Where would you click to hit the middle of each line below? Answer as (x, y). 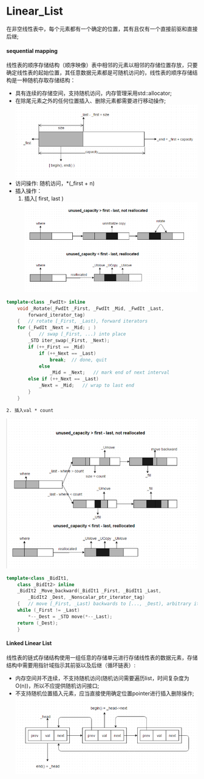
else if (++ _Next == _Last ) (63, 379)
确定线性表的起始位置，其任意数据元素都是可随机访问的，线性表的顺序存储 (99, 73)
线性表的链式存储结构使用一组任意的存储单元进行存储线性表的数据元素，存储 (102, 657)
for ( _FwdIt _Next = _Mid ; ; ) (57, 328)
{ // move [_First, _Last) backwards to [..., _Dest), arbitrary (104, 604)
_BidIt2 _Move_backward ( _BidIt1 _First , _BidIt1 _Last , (90, 591)
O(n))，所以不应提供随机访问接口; (57, 685)
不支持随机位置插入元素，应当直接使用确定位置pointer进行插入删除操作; (104, 693)
